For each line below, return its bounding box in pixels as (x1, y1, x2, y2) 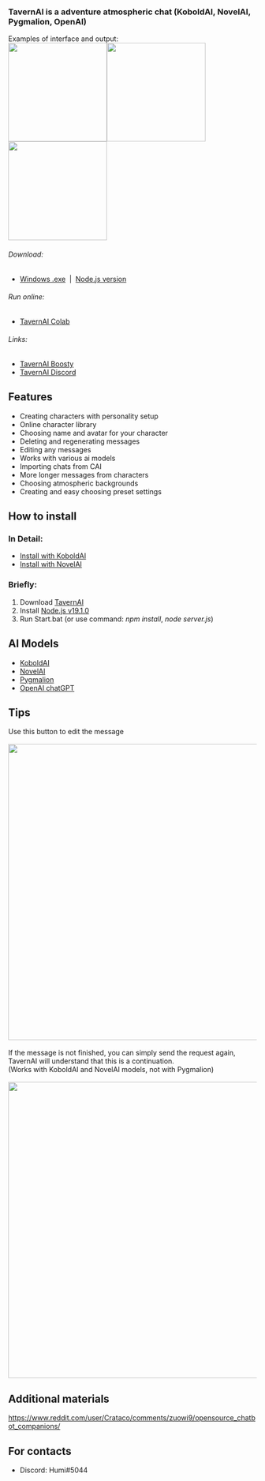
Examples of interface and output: (8, 34, 119, 43)
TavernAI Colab (19, 317, 70, 326)
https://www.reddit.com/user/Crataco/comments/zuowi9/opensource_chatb (8, 1413, 256, 1423)
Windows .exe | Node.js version (19, 274, 127, 283)
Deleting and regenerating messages (19, 437, 140, 446)
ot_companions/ (8, 1422, 61, 1431)
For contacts (8, 1444, 73, 1458)
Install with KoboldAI (19, 551, 87, 561)
